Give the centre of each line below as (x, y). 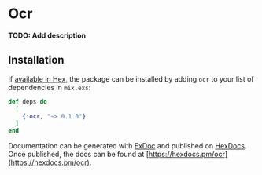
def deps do (28, 102)
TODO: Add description (47, 35)
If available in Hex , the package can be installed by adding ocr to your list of (131, 78)
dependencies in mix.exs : (50, 87)
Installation (36, 60)
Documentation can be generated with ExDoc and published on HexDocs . (127, 146)
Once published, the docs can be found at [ (79, 155)
